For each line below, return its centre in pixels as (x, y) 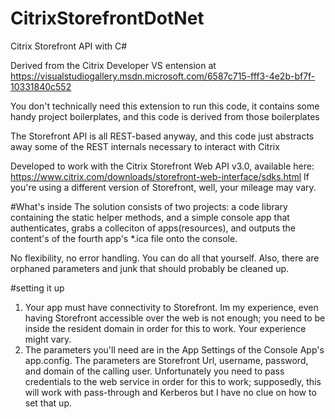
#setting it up (37, 288)
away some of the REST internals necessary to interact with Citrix (145, 146)
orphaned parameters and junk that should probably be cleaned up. (150, 268)
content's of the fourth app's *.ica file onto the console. (124, 238)
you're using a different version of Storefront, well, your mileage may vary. (163, 187)
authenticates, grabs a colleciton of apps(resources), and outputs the (153, 228)
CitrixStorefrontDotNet (107, 18)
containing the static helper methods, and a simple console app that (150, 217)
